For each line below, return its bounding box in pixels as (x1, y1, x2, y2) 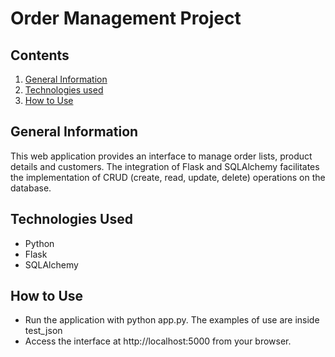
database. (10, 182, 52, 194)
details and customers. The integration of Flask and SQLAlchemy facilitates (10, 160, 320, 172)
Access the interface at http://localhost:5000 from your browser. (24, 335, 292, 347)
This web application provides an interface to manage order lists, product (10, 150, 313, 162)
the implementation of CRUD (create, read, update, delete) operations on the (10, 171, 326, 183)
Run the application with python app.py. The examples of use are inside (24, 314, 320, 326)
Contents (10, 47, 70, 64)
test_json (24, 325, 63, 337)
